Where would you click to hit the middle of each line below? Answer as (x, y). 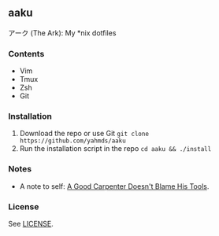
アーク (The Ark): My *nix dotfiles (62, 33)
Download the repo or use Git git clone (84, 134)
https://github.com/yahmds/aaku (72, 141)
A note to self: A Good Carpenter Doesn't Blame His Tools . (114, 186)
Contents (26, 53)
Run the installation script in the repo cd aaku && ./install (115, 149)
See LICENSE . (31, 224)
